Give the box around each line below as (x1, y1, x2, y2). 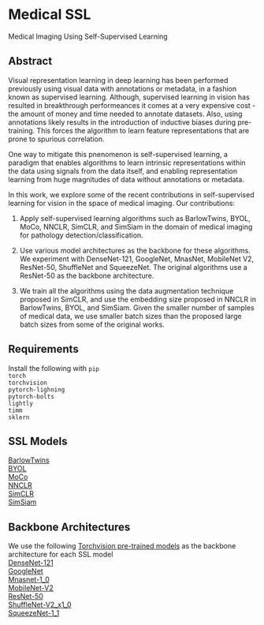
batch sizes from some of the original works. (19, 320, 165, 329)
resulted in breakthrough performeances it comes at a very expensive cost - (8, 100, 256, 110)
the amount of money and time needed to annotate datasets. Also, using (8, 109, 243, 118)
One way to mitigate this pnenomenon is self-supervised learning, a (8, 149, 229, 159)
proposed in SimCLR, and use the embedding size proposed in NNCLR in (19, 294, 256, 304)
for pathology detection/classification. (19, 230, 143, 240)
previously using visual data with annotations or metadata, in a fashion (8, 84, 237, 93)
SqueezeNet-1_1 (8, 608, 60, 618)
